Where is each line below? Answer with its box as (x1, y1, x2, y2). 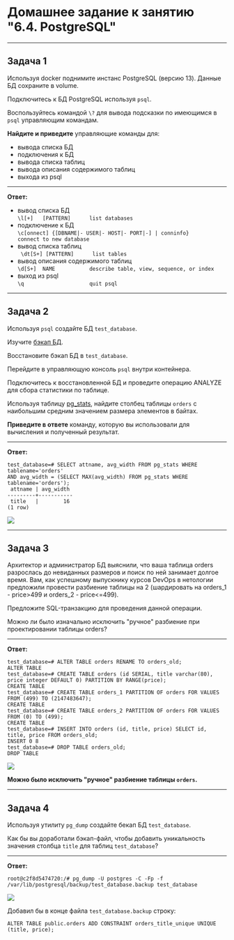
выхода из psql (17, 172, 63, 181)
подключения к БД (17, 150, 75, 158)
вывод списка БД (17, 206, 70, 214)
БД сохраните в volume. (7, 81, 79, 89)
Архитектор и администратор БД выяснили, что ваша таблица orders (7, 561, 214, 569)
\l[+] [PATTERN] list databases (17, 214, 134, 222)
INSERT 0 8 (7, 738, 39, 745)
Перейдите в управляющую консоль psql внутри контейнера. (7, 364, 192, 373)
